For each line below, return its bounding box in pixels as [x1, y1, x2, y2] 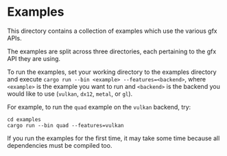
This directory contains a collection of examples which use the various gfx [7, 27, 217, 35]
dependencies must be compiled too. [7, 141, 112, 149]
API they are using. [7, 54, 60, 62]
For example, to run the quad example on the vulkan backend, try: [7, 103, 191, 111]
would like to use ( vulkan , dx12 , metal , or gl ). [7, 90, 133, 98]
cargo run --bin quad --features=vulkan [7, 122, 125, 129]
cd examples [7, 116, 41, 123]
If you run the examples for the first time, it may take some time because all [7, 134, 220, 142]
